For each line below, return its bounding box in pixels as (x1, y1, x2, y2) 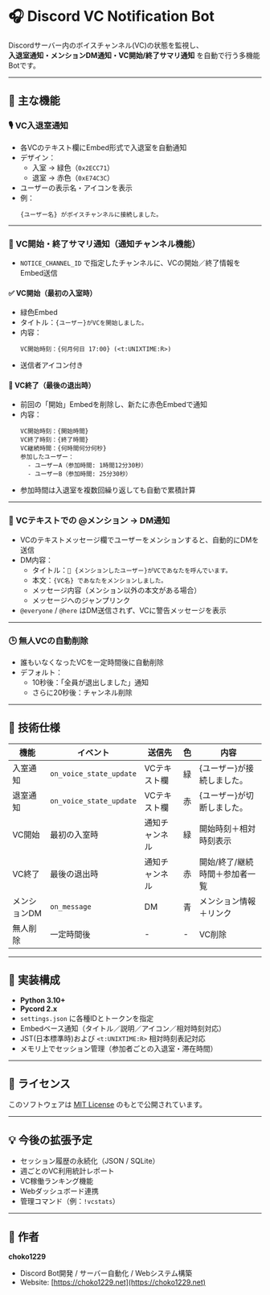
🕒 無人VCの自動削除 (8, 635, 88, 646)
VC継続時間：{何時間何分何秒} (19, 445, 107, 453)
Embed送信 (19, 268, 58, 277)
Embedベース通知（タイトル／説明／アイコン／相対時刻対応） (19, 1023, 227, 1033)
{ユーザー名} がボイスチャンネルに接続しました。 (19, 210, 162, 218)
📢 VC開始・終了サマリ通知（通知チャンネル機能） (8, 238, 201, 249)
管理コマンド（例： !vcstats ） (19, 1197, 121, 1206)
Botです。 (8, 60, 40, 70)
